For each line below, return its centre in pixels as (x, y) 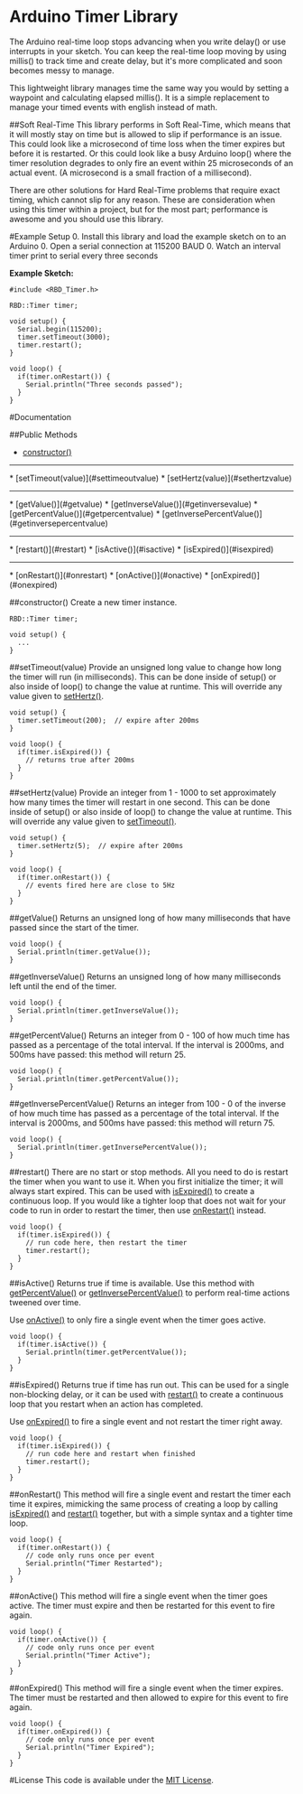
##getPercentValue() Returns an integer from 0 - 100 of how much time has (150, 1035)
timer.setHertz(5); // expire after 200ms (100, 846)
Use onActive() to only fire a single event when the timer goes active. (138, 1320)
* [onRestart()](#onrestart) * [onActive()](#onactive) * (109, 575)
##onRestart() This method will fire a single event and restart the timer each (150, 1494)
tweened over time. (45, 1302)
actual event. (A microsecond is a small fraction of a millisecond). (131, 173)
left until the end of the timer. (63, 986)
